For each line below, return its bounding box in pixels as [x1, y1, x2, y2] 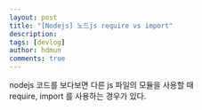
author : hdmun [9, 46, 62, 55]
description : [9, 29, 58, 38]
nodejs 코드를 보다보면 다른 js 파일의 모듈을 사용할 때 [9, 80, 194, 90]
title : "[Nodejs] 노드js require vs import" [9, 21, 174, 30]
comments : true [9, 54, 66, 63]
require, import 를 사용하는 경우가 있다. [9, 90, 147, 101]
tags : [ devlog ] [9, 37, 66, 47]
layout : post [9, 12, 58, 22]
